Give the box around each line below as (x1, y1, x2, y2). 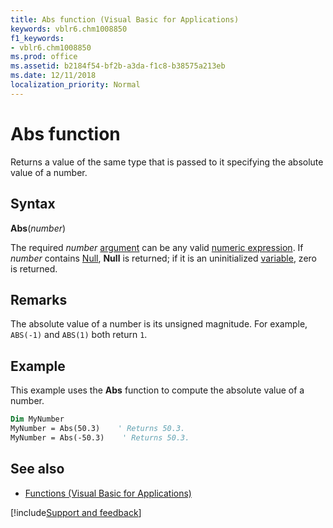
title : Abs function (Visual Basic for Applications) (10, 14, 240, 25)
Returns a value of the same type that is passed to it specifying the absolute (10, 156, 324, 168)
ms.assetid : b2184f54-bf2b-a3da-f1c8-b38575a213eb (10, 61, 226, 71)
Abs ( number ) (10, 222, 67, 234)
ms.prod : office (10, 52, 78, 62)
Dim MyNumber (10, 414, 65, 425)
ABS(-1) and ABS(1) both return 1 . (10, 329, 148, 341)
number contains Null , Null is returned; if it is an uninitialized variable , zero (10, 252, 317, 264)
